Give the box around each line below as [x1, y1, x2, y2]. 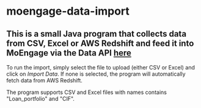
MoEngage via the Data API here [6, 48, 131, 58]
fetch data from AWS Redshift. [6, 77, 82, 84]
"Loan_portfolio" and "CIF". [6, 95, 75, 102]
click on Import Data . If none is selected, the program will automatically [6, 70, 186, 77]
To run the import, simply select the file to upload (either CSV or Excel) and [6, 64, 196, 71]
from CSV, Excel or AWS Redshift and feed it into [6, 38, 194, 48]
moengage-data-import [6, 4, 130, 18]
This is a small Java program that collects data [6, 29, 187, 39]
